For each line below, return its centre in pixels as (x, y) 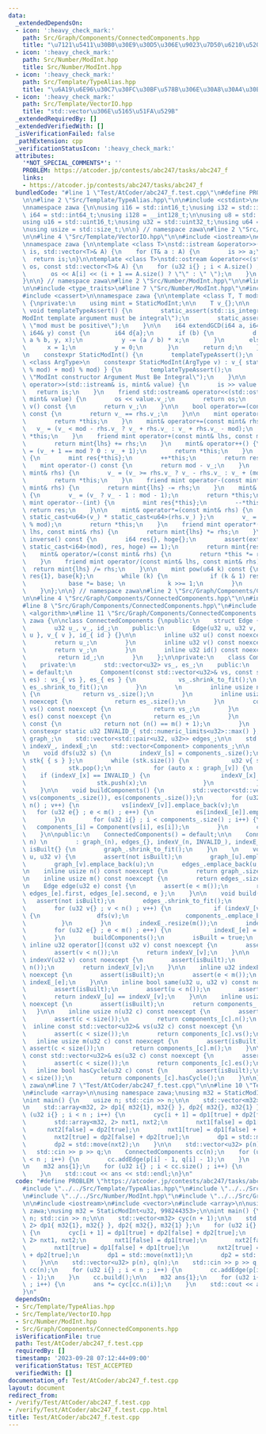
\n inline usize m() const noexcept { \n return (120, 879)
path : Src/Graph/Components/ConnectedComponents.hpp (111, 38)
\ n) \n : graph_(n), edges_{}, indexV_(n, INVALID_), (127, 842)
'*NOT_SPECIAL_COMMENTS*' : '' (72, 163)
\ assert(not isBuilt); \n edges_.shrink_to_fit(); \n (127, 901)
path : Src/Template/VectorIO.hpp (78, 104)
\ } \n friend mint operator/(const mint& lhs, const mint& (133, 561)
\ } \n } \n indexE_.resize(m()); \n (120, 923)
